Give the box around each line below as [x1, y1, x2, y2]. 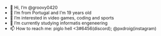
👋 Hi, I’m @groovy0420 [9, 5, 58, 10]
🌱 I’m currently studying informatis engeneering [9, 20, 108, 26]
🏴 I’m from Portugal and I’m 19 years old [9, 10, 92, 16]
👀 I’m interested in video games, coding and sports [9, 15, 114, 20]
